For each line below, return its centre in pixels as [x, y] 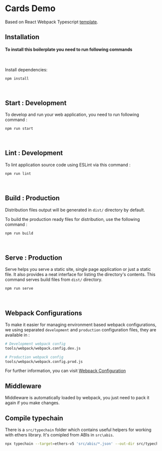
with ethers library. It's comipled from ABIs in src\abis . [60, 435]
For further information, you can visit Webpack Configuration [66, 371]
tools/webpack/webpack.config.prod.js [44, 361]
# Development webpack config [35, 344]
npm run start [19, 129]
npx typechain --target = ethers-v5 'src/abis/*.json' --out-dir [70, 444]
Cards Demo [30, 8]
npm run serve [19, 289]
